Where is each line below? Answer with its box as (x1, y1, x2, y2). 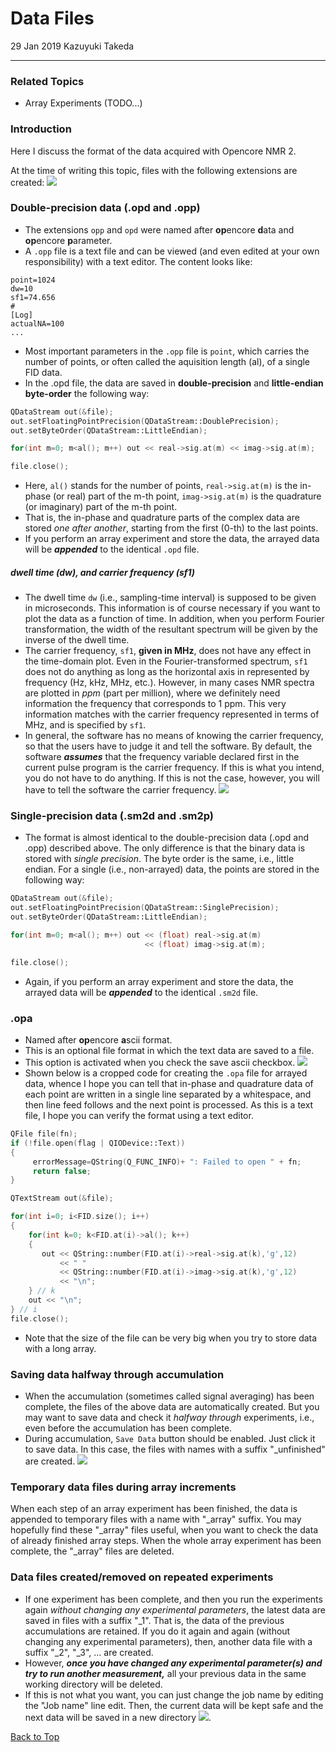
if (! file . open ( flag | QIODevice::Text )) (10, 1138, 186, 1148)
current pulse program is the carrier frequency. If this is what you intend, (24, 762, 325, 774)
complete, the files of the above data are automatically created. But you (24, 1400, 320, 1412)
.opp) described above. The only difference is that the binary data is (24, 842, 306, 854)
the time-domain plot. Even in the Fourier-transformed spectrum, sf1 (24, 655, 308, 667)
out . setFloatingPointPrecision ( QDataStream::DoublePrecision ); (10, 416, 280, 426)
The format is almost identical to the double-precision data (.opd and (24, 832, 310, 844)
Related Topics (10, 74, 85, 88)
